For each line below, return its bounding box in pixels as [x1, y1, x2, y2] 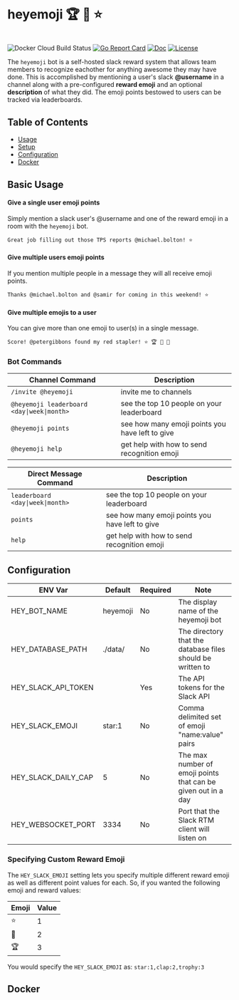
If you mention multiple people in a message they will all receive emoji [7, 269, 212, 277]
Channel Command [28, 375, 96, 385]
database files [178, 645, 225, 655]
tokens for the [178, 682, 225, 692]
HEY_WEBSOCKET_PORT [11, 820, 96, 830]
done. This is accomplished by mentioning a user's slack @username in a [7, 73, 224, 81]
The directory [178, 627, 224, 637]
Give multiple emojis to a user [7, 308, 97, 316]
